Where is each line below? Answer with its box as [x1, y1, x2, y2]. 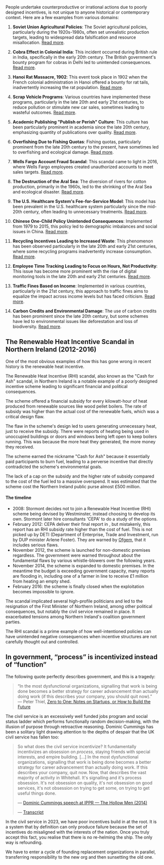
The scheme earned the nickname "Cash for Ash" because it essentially [5, 453, 150, 459]
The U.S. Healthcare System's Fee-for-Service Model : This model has [12, 198, 156, 204]
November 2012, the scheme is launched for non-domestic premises [12, 547, 150, 553]
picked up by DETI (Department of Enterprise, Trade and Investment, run [12, 532, 159, 538]
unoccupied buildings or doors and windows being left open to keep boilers [5, 433, 157, 439]
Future [17, 704, 31, 710]
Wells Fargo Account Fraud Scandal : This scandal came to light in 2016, [12, 159, 159, 164]
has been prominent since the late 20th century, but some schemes [12, 313, 148, 319]
